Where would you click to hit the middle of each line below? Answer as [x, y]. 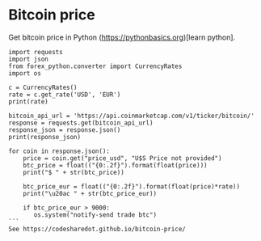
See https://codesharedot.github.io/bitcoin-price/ [97, 229]
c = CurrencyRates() [43, 87]
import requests [36, 52]
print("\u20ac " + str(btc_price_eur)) [90, 193]
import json [28, 59]
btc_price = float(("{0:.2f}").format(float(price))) [115, 165]
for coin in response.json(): [59, 151]
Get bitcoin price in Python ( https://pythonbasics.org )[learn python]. [122, 37]
